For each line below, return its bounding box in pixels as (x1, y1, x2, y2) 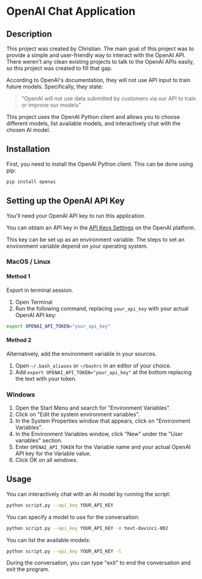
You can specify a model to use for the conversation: (6, 513, 140, 521)
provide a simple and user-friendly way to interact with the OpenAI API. (6, 52, 186, 59)
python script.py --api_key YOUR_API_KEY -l (6, 548, 122, 554)
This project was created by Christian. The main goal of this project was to (6, 45, 195, 52)
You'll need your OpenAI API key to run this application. (6, 212, 146, 219)
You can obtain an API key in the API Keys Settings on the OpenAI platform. (6, 224, 196, 231)
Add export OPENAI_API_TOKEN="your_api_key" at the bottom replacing (15, 368, 192, 375)
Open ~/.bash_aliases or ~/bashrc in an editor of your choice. (15, 362, 171, 369)
